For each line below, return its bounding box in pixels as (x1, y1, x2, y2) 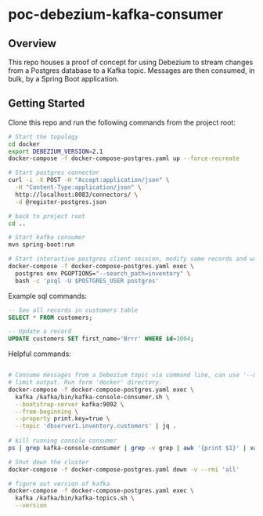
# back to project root (8, 212, 86, 220)
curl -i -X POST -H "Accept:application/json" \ (8, 176, 170, 184)
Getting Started (8, 96, 85, 111)
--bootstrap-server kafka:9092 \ (15, 400, 124, 409)
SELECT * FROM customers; (8, 314, 92, 322)
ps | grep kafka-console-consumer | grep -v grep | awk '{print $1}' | (8, 444, 247, 452)
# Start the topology (8, 133, 79, 140)
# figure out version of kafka (8, 480, 110, 488)
